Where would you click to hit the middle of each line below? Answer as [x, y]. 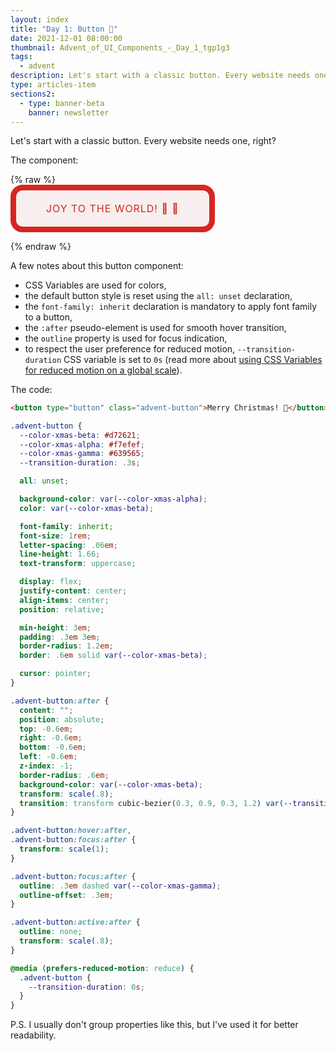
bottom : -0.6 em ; [53, 747]
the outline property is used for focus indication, [126, 338]
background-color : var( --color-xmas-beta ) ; [111, 784]
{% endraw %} [41, 246]
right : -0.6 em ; [51, 738]
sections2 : [33, 94]
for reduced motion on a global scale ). [103, 370]
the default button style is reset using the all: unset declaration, [158, 295]
